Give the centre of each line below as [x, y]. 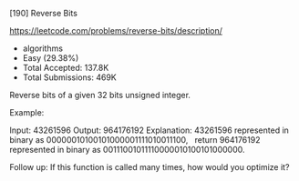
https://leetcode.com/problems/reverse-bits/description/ [116, 30]
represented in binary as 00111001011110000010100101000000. [127, 150]
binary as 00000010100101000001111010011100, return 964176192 [135, 140]
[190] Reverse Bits [43, 13]
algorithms [43, 48]
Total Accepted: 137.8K [66, 68]
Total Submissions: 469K [69, 77]
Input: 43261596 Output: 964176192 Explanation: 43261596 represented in [149, 130]
